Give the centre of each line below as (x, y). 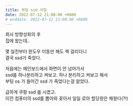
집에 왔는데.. (18, 41)
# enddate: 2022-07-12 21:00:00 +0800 (46, 19)
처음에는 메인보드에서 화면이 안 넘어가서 (45, 68)
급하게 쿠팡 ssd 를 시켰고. (31, 92)
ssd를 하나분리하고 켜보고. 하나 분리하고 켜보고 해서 (57, 75)
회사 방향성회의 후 (23, 34)
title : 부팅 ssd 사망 (26, 10)
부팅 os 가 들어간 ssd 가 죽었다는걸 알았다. (47, 81)
